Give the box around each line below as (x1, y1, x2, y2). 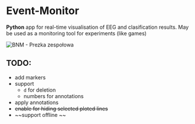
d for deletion (23, 86, 56, 93)
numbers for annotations (23, 92, 84, 99)
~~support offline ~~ (14, 111, 66, 118)
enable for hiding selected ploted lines (14, 105, 108, 112)
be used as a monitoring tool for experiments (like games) (6, 29, 147, 36)
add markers (14, 73, 46, 81)
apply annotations (14, 99, 59, 106)
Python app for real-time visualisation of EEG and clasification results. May (6, 24, 189, 31)
